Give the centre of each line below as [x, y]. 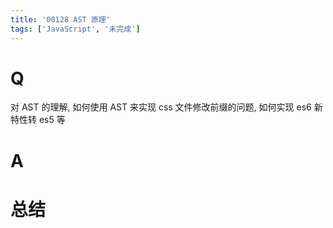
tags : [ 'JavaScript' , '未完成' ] [75, 29]
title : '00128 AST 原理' [60, 19]
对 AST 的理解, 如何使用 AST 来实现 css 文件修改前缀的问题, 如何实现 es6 [161, 107]
